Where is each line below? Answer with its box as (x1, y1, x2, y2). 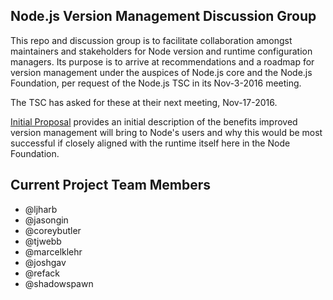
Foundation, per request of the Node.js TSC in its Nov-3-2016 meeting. (10, 77, 302, 89)
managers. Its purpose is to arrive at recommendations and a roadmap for (10, 55, 315, 68)
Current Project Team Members (10, 177, 212, 194)
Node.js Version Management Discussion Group (10, 8, 317, 25)
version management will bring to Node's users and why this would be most (10, 126, 323, 138)
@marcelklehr (24, 245, 83, 258)
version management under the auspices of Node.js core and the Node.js (10, 66, 313, 78)
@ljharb (24, 203, 58, 215)
